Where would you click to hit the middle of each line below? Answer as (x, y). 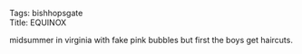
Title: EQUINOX (38, 22)
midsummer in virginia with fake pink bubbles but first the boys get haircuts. (151, 40)
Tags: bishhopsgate (46, 13)
